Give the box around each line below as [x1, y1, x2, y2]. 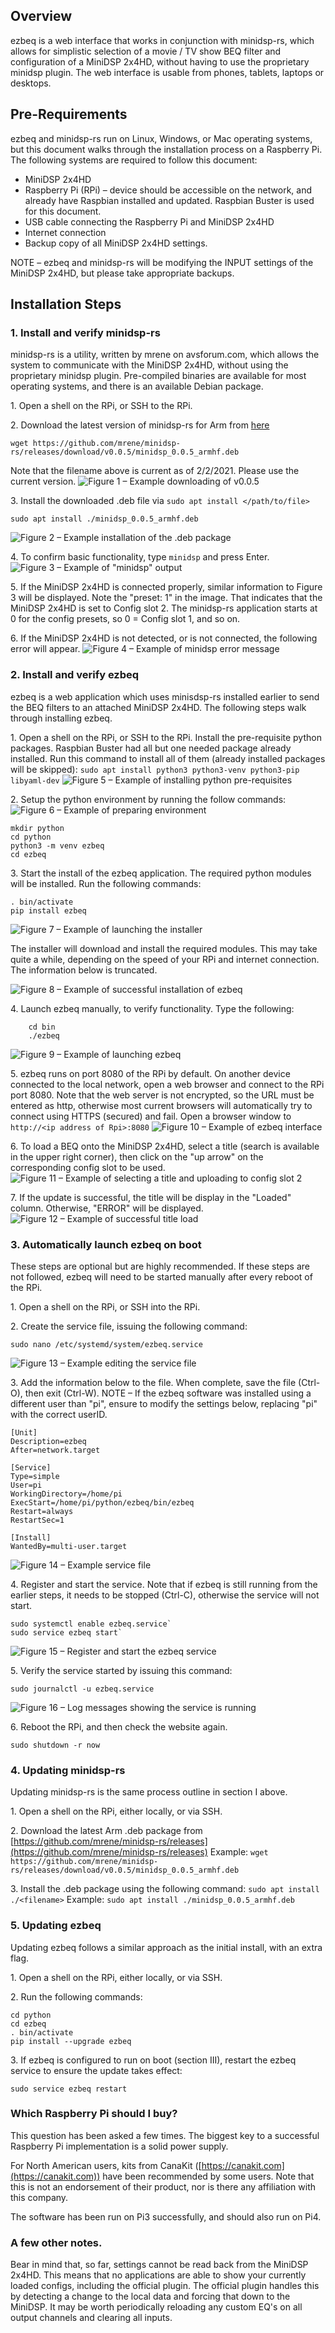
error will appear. [10, 643, 81, 655]
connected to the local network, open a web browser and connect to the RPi [10, 1078, 325, 1090]
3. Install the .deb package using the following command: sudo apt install [10, 1883, 320, 1895]
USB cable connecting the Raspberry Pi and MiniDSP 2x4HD [24, 215, 275, 228]
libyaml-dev [10, 775, 60, 786]
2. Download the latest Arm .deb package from [10, 1825, 203, 1837]
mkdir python [10, 823, 65, 833]
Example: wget [209, 1846, 269, 1858]
